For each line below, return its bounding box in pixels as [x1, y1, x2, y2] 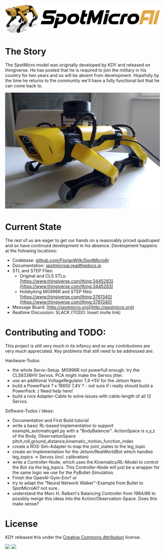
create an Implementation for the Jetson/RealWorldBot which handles [12, 449, 153, 455]
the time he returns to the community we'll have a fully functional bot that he [5, 78, 160, 83]
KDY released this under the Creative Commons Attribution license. [5, 534, 141, 540]
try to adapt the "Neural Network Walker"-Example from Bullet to [12, 480, 143, 486]
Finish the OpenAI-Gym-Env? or [12, 475, 77, 481]
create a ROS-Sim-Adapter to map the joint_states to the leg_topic [12, 444, 146, 449]
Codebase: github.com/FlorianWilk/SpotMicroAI [12, 258, 109, 264]
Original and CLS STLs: [19, 273, 67, 279]
